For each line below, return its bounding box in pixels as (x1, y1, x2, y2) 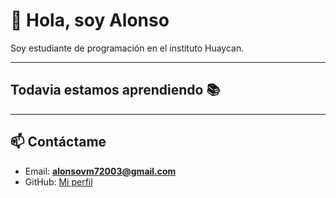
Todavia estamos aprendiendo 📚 (10, 82, 221, 99)
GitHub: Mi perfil (24, 175, 93, 188)
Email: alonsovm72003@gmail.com (24, 165, 177, 177)
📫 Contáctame (10, 134, 107, 151)
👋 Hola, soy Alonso (10, 9, 170, 32)
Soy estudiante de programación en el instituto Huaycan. (10, 42, 245, 54)
